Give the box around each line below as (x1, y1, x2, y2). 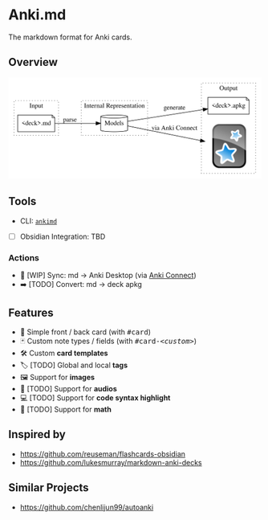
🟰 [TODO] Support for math (19, 404, 112, 415)
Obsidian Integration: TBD (19, 231, 106, 241)
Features (8, 305, 54, 319)
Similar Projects (8, 481, 90, 495)
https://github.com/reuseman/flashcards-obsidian (19, 448, 186, 459)
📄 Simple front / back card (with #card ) (19, 327, 151, 337)
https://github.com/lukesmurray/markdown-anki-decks (19, 457, 202, 467)
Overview (8, 55, 59, 69)
